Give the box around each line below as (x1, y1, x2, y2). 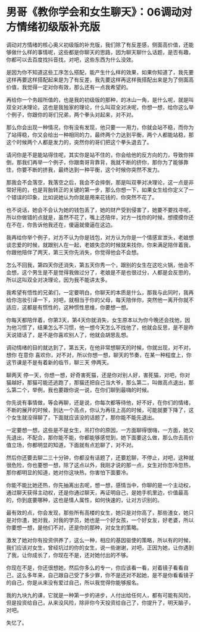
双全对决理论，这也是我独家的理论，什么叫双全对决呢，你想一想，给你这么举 (6, 104, 194, 111)
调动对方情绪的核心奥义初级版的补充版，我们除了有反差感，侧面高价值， (6, 41, 183, 48)
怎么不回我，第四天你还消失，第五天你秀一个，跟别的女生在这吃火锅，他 (6, 261, 183, 268)
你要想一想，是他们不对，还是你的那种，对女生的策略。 (6, 524, 142, 531)
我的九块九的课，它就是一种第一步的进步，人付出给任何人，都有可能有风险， (6, 592, 194, 599)
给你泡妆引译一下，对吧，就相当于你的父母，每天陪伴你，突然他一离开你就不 (6, 296, 194, 304)
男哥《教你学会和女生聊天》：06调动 (6, 5, 182, 19)
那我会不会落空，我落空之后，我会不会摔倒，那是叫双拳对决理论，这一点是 (6, 179, 189, 186)
